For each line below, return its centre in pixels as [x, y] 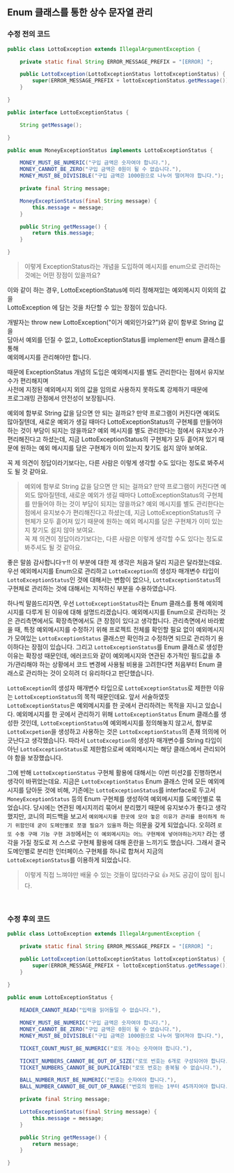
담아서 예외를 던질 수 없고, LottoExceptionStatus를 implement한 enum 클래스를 [117, 340]
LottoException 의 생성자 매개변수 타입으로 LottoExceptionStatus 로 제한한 [110, 688]
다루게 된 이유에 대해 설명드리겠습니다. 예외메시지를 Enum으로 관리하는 [122, 612]
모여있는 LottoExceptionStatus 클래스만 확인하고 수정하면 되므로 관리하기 [115, 638]
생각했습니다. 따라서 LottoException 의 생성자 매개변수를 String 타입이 [127, 740]
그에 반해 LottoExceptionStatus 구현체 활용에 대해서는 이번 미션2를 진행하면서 [115, 773]
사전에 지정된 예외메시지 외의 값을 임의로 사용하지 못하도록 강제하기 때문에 [108, 390]
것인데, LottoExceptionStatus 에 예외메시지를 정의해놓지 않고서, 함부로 [116, 723]
